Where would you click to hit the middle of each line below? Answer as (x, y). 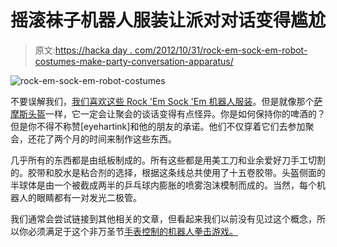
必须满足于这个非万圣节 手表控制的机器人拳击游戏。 (132, 231)
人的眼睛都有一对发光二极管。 (80, 197)
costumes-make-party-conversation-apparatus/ (134, 61)
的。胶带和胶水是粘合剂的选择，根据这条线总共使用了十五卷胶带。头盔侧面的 (168, 172)
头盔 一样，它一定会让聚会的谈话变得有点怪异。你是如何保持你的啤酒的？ (176, 113)
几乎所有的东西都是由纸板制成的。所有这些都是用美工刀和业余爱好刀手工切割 (168, 160)
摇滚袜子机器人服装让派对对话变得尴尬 (168, 20)
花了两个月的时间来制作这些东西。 (106, 138)
